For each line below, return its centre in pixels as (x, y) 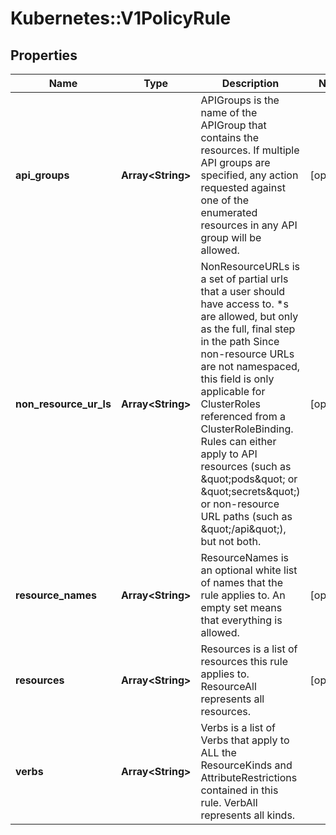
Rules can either (238, 441)
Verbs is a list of (238, 727)
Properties (44, 55)
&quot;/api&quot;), (243, 529)
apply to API (229, 454)
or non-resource (240, 504)
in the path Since (240, 341)
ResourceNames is (245, 557)
